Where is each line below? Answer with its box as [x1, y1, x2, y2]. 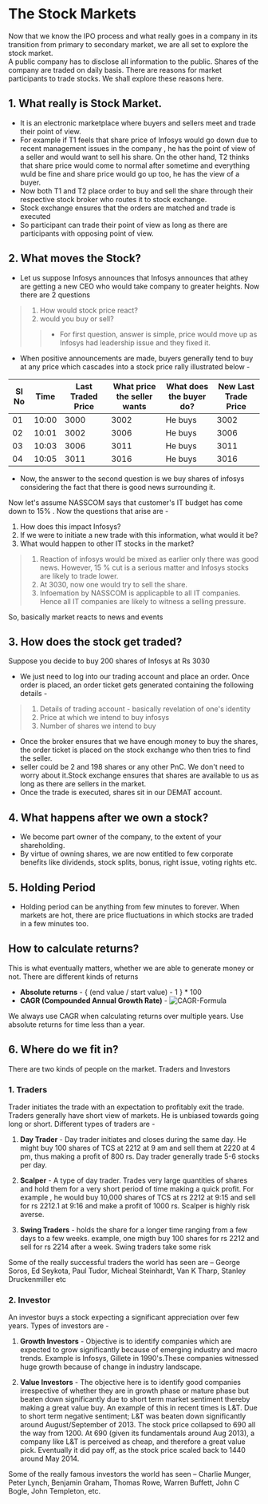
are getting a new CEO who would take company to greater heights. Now [19, 281, 260, 291]
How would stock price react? [39, 305, 138, 315]
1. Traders [8, 1084, 48, 1095]
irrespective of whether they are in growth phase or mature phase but [19, 1386, 250, 1395]
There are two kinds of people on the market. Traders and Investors [8, 1064, 231, 1073]
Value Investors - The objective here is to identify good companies [19, 1378, 242, 1387]
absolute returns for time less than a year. [8, 1020, 145, 1029]
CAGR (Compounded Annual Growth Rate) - [19, 996, 168, 1005]
